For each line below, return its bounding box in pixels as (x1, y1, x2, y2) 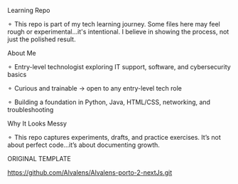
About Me (7, 49, 37, 57)
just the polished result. (7, 35, 76, 44)
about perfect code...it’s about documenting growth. (7, 140, 160, 149)
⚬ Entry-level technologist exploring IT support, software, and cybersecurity (7, 63, 231, 71)
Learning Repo (7, 6, 50, 14)
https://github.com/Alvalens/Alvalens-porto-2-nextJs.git (7, 168, 173, 177)
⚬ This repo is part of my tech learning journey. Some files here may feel (7, 20, 220, 28)
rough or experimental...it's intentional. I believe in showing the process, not (7, 28, 229, 36)
